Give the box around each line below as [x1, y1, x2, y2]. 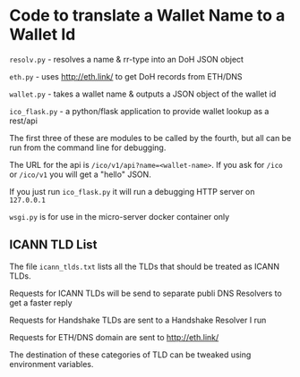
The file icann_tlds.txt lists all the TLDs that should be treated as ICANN [9, 261, 280, 272]
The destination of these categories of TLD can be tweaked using [9, 349, 252, 360]
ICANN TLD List [9, 238, 98, 253]
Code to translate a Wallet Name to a [9, 5, 286, 26]
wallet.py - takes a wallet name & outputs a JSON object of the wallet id [9, 88, 277, 99]
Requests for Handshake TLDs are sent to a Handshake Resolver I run [9, 314, 267, 325]
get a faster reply [9, 297, 73, 308]
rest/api [9, 115, 39, 126]
